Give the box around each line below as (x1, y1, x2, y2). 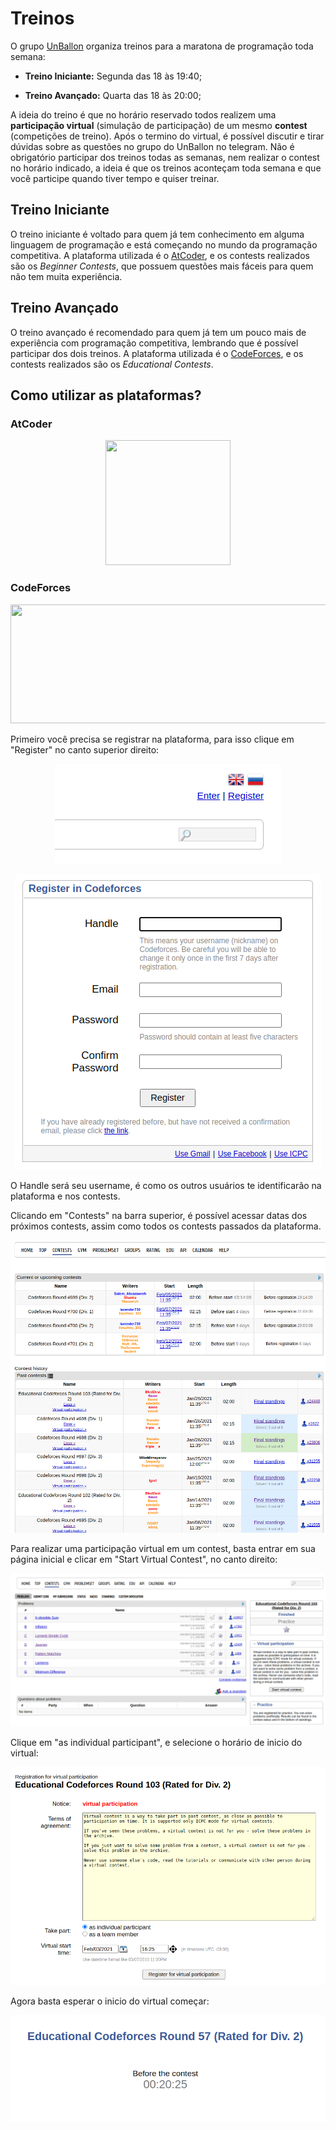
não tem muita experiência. (10, 270, 123, 282)
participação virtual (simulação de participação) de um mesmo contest (10, 119, 308, 131)
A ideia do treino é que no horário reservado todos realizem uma (10, 108, 277, 121)
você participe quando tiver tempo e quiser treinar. (10, 172, 220, 184)
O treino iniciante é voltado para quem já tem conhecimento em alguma (10, 228, 305, 240)
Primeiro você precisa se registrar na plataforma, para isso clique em (10, 733, 295, 745)
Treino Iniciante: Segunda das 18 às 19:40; (24, 70, 203, 82)
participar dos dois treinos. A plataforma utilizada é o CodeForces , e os (10, 347, 304, 359)
